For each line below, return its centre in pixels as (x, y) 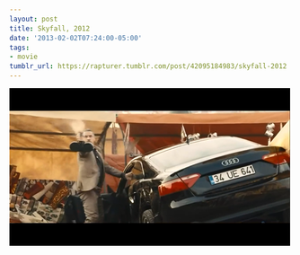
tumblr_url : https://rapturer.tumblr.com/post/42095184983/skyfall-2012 (148, 66)
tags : (19, 48)
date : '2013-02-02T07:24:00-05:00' (76, 38)
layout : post (34, 19)
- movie (24, 57)
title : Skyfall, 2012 (50, 28)
